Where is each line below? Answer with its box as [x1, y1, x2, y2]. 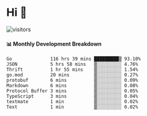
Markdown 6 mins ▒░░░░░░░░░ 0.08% [6, 82, 138, 89]
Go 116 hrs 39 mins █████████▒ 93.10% [6, 56, 141, 62]
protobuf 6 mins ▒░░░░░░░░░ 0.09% [6, 78, 138, 84]
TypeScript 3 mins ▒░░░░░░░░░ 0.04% [6, 93, 138, 100]
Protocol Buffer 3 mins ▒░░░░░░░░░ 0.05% [6, 88, 138, 94]
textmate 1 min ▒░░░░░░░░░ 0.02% [6, 99, 138, 105]
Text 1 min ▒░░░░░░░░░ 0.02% [6, 104, 138, 111]
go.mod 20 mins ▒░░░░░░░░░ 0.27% [6, 72, 138, 78]
